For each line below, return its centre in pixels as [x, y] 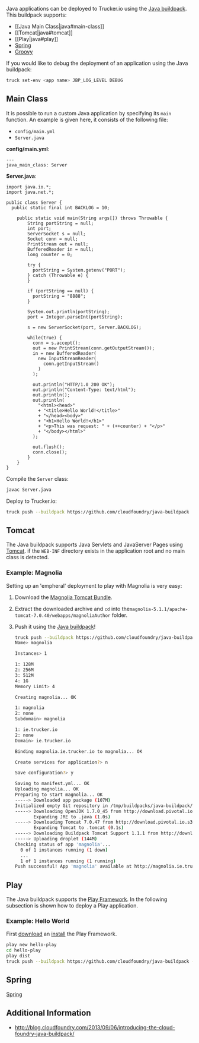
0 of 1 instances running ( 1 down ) [64, 850]
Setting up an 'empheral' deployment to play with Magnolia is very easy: [94, 585]
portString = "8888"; [59, 296]
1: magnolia [29, 708]
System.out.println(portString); [69, 311]
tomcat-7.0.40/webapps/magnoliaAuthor [62, 615]
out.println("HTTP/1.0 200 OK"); [74, 385]
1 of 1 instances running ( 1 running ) [68, 861]
